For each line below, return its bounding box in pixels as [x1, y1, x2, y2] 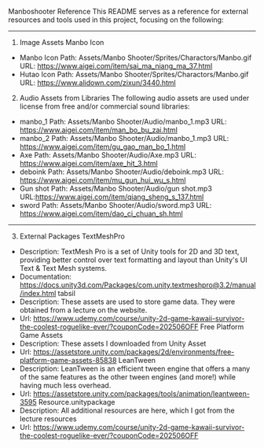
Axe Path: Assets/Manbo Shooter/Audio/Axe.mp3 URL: [19, 150, 196, 160]
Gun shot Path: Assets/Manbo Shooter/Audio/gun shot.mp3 [19, 184, 212, 193]
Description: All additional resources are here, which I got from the [19, 405, 235, 415]
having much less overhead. [19, 381, 112, 390]
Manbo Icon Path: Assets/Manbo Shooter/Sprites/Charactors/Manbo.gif [19, 53, 252, 62]
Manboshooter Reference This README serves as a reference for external [8, 7, 249, 16]
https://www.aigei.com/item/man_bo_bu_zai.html [19, 125, 178, 135]
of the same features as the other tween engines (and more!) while [19, 372, 236, 381]
